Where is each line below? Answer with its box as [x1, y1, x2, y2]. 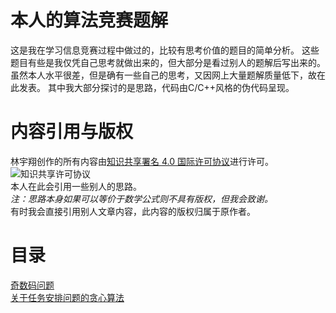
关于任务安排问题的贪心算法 [10, 291, 125, 303]
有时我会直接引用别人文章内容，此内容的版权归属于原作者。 [10, 205, 256, 217]
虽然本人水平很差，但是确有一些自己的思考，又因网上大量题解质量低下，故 [10, 69, 317, 81]
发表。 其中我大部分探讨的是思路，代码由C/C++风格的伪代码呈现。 [18, 81, 295, 93]
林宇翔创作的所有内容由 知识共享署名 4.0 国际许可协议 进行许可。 [10, 155, 274, 167]
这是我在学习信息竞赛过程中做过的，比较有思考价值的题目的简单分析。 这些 [10, 44, 320, 56]
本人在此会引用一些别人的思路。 [10, 180, 142, 192]
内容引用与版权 [10, 121, 134, 143]
